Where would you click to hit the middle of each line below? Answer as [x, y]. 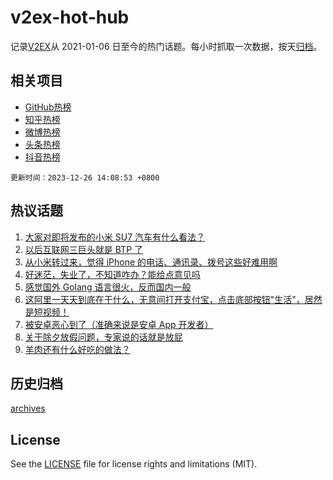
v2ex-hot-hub [70, 17]
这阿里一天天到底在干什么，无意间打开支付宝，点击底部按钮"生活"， [164, 299]
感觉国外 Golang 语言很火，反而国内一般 [108, 287]
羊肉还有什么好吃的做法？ [77, 349]
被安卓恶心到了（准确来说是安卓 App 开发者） [119, 324]
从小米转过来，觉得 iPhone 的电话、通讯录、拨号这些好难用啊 [151, 262]
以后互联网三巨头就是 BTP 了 [84, 249]
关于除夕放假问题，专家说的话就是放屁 [103, 337]
